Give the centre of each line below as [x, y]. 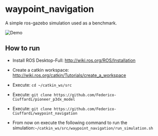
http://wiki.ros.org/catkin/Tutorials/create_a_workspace [69, 75]
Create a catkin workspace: [41, 70]
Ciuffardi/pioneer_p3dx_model [44, 99]
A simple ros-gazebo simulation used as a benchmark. [61, 23]
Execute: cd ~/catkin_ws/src [42, 85]
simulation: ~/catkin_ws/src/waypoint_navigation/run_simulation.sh [83, 128]
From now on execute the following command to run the [70, 123]
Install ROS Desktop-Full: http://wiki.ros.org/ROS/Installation [74, 60]
